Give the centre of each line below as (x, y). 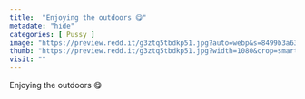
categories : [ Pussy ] (52, 34)
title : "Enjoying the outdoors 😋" (78, 18)
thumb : (22, 51)
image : (22, 43)
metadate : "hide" (42, 26)
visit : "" (28, 59)
